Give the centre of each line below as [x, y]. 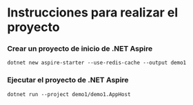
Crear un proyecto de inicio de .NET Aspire [80, 49]
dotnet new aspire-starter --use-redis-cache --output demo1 [97, 63]
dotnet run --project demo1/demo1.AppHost [69, 94]
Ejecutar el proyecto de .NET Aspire [68, 80]
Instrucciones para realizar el [92, 13]
